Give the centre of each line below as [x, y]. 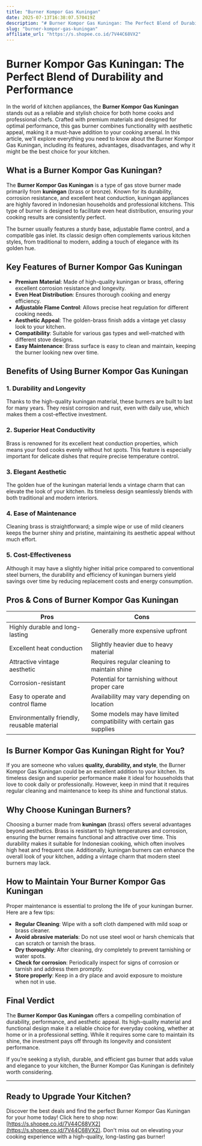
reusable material [34, 726]
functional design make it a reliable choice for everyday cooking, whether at [100, 1028]
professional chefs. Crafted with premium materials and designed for [91, 120]
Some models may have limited [135, 714]
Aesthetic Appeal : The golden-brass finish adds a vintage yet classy [100, 320]
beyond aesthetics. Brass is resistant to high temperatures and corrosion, [97, 831]
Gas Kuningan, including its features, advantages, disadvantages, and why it [101, 145]
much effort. [22, 539]
